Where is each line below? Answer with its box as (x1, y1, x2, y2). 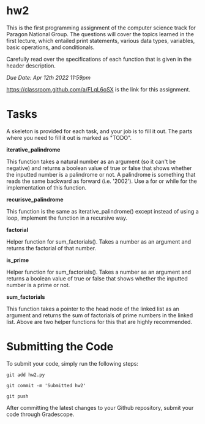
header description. (6, 62, 56, 69)
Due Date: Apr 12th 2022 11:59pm (6, 74, 91, 81)
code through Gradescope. (6, 411, 75, 418)
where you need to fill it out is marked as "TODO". (6, 134, 132, 141)
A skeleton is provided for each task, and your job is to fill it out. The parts (6, 127, 193, 135)
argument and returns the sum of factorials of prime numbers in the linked (6, 311, 193, 319)
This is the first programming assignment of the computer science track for (6, 24, 196, 31)
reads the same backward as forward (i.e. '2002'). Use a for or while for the (6, 177, 197, 185)
